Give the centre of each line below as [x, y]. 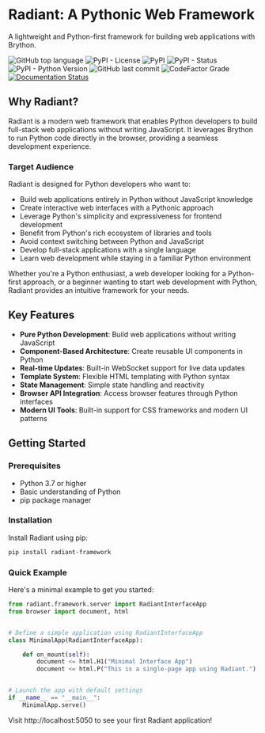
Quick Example [38, 572]
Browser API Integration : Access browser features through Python [129, 393]
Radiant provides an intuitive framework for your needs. [99, 291]
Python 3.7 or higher [53, 483]
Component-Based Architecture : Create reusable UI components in [131, 351]
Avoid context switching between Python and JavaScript [112, 241]
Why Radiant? [44, 102]
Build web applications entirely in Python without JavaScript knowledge [136, 199]
